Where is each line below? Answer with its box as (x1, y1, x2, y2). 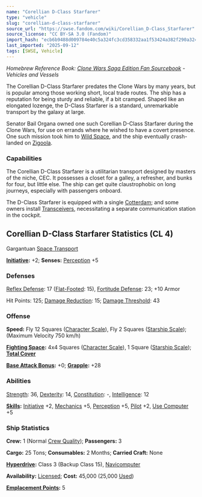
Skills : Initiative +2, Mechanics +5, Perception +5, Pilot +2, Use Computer (6, 402, 189, 410)
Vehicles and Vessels (6, 70, 59, 78)
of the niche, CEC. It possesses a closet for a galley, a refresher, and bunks (6, 174, 192, 181)
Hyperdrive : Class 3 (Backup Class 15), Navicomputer (6, 461, 141, 468)
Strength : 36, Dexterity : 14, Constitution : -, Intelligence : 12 (6, 390, 149, 398)
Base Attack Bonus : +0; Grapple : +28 (6, 362, 101, 369)
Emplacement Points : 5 (6, 484, 66, 492)
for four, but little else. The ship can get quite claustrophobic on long (6, 181, 176, 188)
